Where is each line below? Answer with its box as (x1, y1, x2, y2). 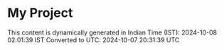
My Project (7, 5, 73, 21)
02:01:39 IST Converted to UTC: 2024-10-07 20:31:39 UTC (7, 35, 180, 44)
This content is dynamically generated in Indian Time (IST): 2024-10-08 (7, 28, 218, 37)
